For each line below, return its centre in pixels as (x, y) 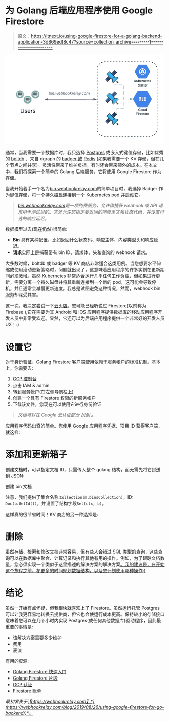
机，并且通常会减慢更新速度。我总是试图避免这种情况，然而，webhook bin (83, 288)
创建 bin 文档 (19, 487)
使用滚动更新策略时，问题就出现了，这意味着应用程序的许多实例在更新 (87, 270)
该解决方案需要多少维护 (37, 638)
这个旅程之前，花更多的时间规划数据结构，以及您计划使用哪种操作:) (75, 571)
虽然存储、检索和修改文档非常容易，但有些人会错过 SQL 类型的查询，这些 (82, 552)
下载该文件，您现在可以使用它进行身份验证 (57, 404)
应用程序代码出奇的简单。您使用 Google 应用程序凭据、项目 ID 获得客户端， (84, 426)
